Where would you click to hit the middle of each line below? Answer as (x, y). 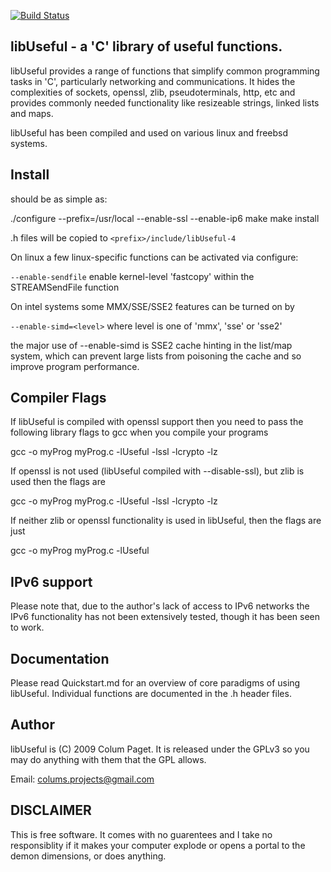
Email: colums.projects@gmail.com (82, 779)
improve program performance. (75, 366)
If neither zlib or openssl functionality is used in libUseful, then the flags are (166, 521)
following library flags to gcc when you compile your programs (139, 432)
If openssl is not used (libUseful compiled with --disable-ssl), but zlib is (157, 471)
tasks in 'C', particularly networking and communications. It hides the (153, 81)
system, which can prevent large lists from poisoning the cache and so (156, 356)
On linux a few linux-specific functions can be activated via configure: (154, 257)
